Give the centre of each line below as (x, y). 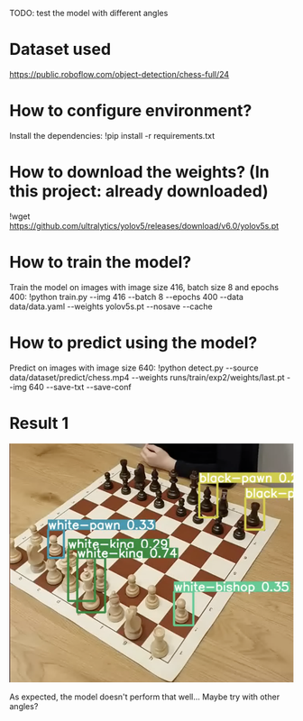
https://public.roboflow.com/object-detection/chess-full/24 (119, 74)
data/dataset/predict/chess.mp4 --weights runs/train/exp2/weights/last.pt (147, 377)
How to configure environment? (131, 111)
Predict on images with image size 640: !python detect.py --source (134, 368)
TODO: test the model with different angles (89, 13)
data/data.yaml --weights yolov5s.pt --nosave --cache (111, 306)
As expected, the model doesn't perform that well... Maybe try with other (145, 697)
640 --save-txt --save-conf (80, 387)
